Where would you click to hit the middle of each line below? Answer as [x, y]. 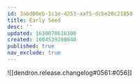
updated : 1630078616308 [42, 33]
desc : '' [20, 27]
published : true [31, 46]
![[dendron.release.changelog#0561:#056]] [70, 72]
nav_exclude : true [34, 53]
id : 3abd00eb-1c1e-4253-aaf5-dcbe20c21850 [70, 14]
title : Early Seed [34, 20]
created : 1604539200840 [42, 40]
